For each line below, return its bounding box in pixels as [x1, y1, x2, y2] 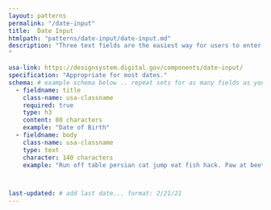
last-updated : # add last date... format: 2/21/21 [8, 190, 182, 198]
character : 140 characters [23, 154, 114, 162]
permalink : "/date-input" [8, 19, 95, 27]
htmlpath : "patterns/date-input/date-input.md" [8, 34, 172, 43]
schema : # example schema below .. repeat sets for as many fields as [8, 78, 251, 87]
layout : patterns [8, 11, 67, 20]
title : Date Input [8, 27, 74, 35]
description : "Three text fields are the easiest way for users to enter [8, 42, 262, 50]
